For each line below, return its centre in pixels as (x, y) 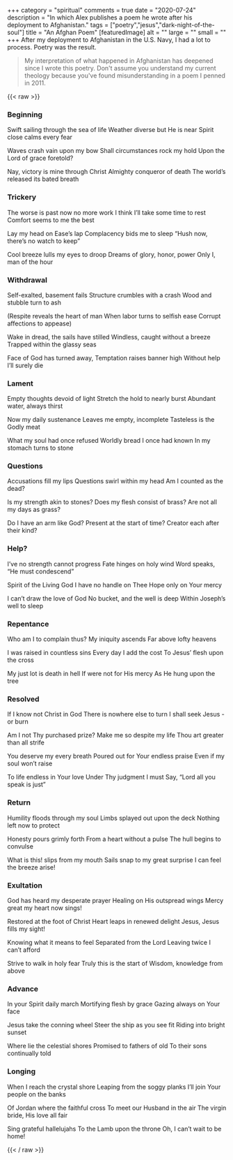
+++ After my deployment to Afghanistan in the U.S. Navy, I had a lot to (109, 40)
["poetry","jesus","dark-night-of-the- (163, 25)
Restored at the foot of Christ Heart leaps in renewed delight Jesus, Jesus (113, 921)
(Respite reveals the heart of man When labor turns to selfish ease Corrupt (114, 316)
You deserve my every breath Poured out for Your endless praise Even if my (116, 756)
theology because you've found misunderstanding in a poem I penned (125, 75)
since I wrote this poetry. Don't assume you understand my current (120, 68)
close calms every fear (40, 137)
